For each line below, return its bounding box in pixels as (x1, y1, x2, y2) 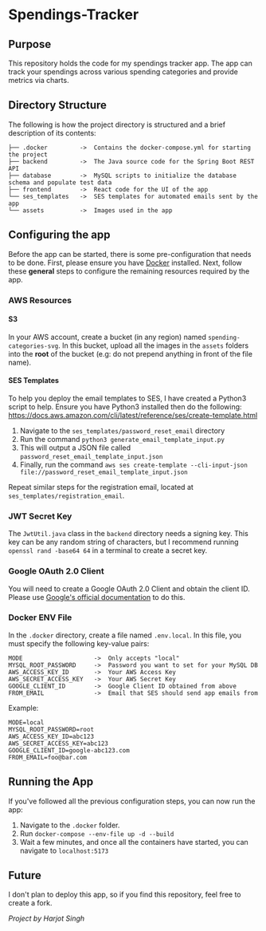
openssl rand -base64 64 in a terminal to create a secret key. (8, 546, 208, 555)
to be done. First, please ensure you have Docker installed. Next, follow (8, 258, 243, 267)
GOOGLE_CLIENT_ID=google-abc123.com (8, 746, 130, 755)
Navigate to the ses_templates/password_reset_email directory (19, 425, 225, 436)
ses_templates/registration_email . (8, 491, 125, 500)
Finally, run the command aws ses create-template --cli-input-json (19, 460, 248, 469)
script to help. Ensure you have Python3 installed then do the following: (8, 401, 242, 412)
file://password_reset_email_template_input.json (19, 468, 189, 476)
